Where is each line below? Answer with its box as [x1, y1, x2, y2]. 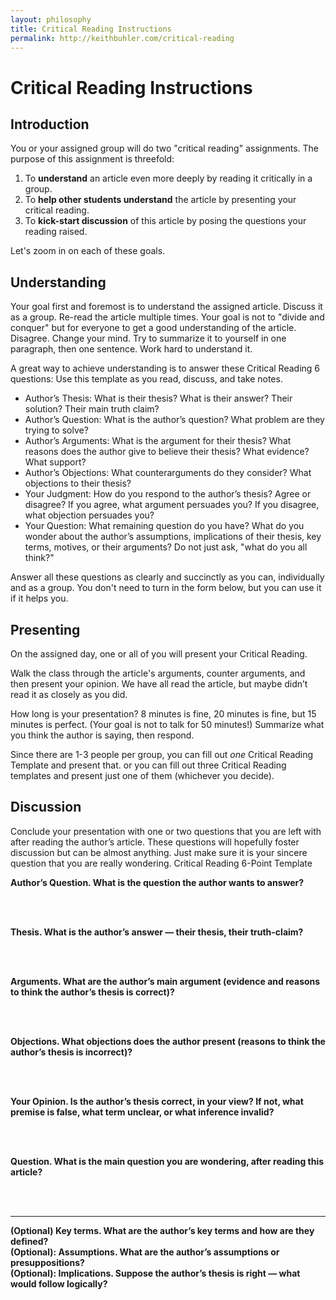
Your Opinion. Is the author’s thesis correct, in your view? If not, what [10, 1095, 304, 1107]
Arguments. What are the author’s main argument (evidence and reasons [10, 975, 321, 987]
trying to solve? [24, 424, 89, 436]
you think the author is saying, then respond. [10, 729, 195, 741]
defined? [10, 1235, 49, 1247]
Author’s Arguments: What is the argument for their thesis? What [24, 435, 292, 447]
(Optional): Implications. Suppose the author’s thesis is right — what [10, 1267, 301, 1279]
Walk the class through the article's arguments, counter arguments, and [10, 667, 306, 679]
